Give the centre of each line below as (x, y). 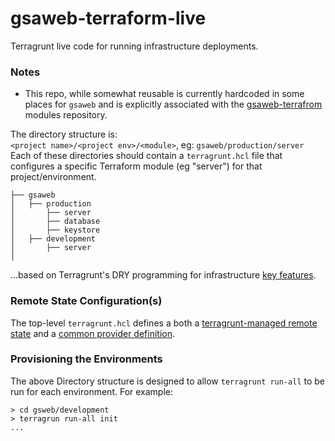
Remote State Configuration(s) (86, 301)
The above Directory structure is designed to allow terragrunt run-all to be (168, 381)
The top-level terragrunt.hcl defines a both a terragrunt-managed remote (164, 323)
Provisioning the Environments (86, 359)
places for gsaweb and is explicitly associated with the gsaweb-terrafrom (173, 104)
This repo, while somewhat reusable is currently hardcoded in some (164, 94)
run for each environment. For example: (92, 391)
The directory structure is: (64, 134)
